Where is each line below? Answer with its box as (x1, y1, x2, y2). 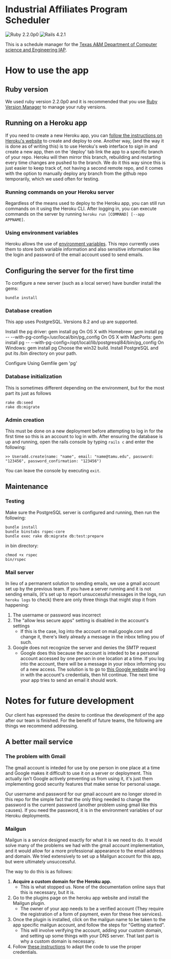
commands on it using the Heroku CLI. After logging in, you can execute (5, 205, 157, 212)
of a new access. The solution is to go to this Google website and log (20, 666, 166, 673)
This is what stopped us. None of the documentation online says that (20, 883, 165, 890)
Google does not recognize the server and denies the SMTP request (12, 645, 157, 651)
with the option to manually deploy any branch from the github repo (5, 170, 148, 176)
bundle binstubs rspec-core (5, 529, 65, 534)
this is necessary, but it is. (20, 889, 75, 895)
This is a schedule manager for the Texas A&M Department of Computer (5, 41, 157, 47)
